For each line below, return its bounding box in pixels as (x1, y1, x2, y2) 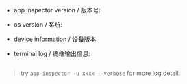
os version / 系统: (13, 20, 63, 29)
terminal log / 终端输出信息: (13, 50, 91, 57)
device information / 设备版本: (13, 35, 98, 43)
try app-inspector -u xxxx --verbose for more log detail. (20, 69, 181, 77)
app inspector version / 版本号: (13, 6, 101, 14)
